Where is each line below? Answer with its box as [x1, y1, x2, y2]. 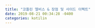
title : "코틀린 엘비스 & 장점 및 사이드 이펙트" [5, 7, 91, 12]
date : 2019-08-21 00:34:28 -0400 [5, 11, 73, 16]
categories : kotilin [5, 16, 47, 20]
